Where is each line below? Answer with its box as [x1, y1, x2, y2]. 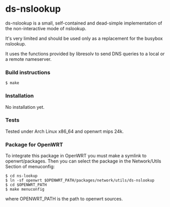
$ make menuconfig [5, 187, 45, 192]
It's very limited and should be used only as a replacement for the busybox [5, 35, 163, 41]
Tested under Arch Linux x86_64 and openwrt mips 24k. [5, 128, 124, 134]
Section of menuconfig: [5, 164, 55, 170]
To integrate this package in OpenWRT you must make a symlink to [5, 153, 147, 159]
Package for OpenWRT [5, 141, 63, 148]
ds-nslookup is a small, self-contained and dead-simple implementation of [5, 20, 162, 26]
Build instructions [5, 68, 51, 76]
